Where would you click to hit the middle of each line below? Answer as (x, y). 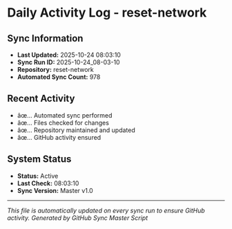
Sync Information (45, 38)
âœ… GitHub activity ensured (59, 137)
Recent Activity (41, 99)
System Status (39, 159)
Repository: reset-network (56, 70)
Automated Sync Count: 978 (59, 77)
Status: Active (38, 176)
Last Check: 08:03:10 (48, 183)
